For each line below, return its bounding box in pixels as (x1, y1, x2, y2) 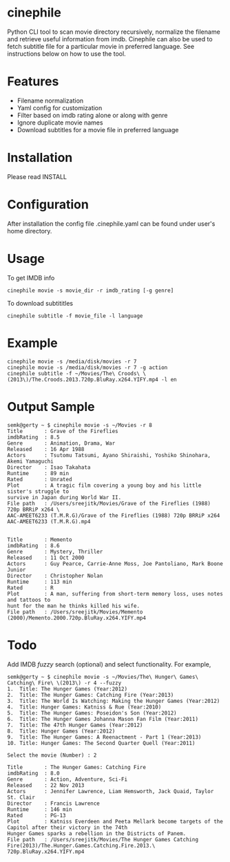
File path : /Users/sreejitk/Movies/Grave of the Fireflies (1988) (7, 500, 211, 507)
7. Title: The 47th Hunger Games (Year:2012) (7, 722, 143, 728)
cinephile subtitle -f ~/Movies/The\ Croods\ (7, 370, 140, 377)
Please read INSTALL (7, 172, 67, 180)
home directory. (7, 227, 52, 235)
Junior (7, 566, 26, 573)
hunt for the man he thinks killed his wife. (7, 602, 140, 609)
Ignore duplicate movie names (17, 118, 103, 127)
